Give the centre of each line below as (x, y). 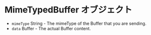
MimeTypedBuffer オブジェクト (68, 10)
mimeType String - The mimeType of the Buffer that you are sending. (79, 23)
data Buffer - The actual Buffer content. (51, 28)
